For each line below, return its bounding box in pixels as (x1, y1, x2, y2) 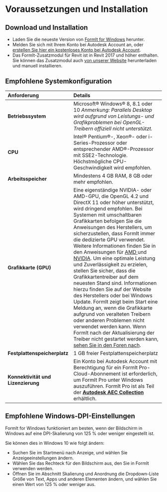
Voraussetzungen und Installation (5, 3, 148, 15)
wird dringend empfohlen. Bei (73, 205, 143, 212)
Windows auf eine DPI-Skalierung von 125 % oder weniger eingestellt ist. (5, 430, 155, 436)
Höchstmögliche (73, 158, 112, 165)
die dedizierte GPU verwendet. (73, 236, 145, 243)
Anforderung (7, 92, 39, 99)
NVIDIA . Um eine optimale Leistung (73, 255, 156, 262)
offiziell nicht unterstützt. (94, 125, 153, 132)
